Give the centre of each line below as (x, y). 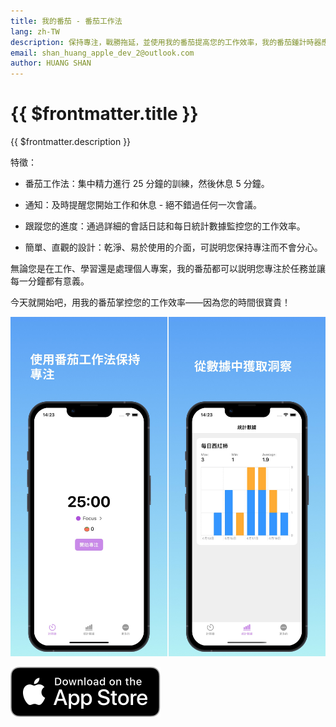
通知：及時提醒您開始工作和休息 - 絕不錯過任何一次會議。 (143, 205)
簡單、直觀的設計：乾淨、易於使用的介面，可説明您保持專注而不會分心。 (173, 247)
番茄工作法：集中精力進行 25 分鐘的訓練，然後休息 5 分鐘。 (147, 184)
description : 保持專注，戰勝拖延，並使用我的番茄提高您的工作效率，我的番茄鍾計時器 (166, 42)
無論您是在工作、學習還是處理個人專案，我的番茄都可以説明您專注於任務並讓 (168, 269)
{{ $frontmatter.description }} (71, 142)
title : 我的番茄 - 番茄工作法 (66, 21)
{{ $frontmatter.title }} (104, 114)
